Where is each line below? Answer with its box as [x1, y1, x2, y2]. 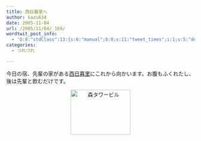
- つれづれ [11, 48, 35, 54]
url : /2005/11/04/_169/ [6, 25, 66, 32]
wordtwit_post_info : [6, 31, 58, 37]
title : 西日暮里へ [6, 8, 48, 15]
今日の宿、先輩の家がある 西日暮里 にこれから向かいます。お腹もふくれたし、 [6, 70, 194, 77]
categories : [6, 42, 36, 48]
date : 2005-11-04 [6, 20, 50, 26]
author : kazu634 [6, 14, 47, 20]
